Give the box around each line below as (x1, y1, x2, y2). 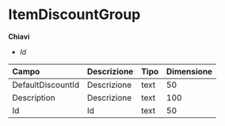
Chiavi (8, 32, 30, 41)
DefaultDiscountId (12, 79, 80, 90)
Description (12, 92, 55, 103)
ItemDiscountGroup (8, 6, 141, 24)
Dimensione (166, 66, 212, 77)
